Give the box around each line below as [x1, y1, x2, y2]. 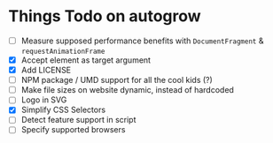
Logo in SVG [20, 94, 67, 105]
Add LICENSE [20, 64, 72, 76]
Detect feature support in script [20, 115, 136, 125]
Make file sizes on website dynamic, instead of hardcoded [20, 85, 234, 95]
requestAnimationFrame [20, 47, 105, 56]
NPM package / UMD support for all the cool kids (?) [20, 75, 214, 86]
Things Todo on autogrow [8, 6, 201, 26]
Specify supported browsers [20, 124, 126, 135]
